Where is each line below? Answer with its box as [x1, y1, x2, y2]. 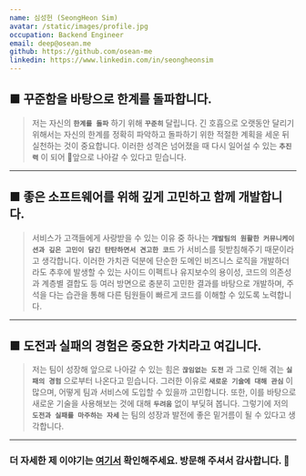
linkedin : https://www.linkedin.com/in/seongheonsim [9, 56, 214, 65]
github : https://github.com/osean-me [9, 47, 153, 56]
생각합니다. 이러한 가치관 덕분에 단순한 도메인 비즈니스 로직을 [41, 255, 258, 266]
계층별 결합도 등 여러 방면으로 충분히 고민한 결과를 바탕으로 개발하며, [41, 278, 285, 289]
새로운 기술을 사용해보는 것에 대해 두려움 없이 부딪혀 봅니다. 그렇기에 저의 [31, 398, 289, 410]
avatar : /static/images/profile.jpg [9, 22, 148, 31]
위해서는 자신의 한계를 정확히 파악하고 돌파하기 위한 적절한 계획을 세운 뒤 [31, 128, 290, 139]
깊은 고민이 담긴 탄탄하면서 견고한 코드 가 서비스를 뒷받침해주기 [48, 243, 263, 255]
